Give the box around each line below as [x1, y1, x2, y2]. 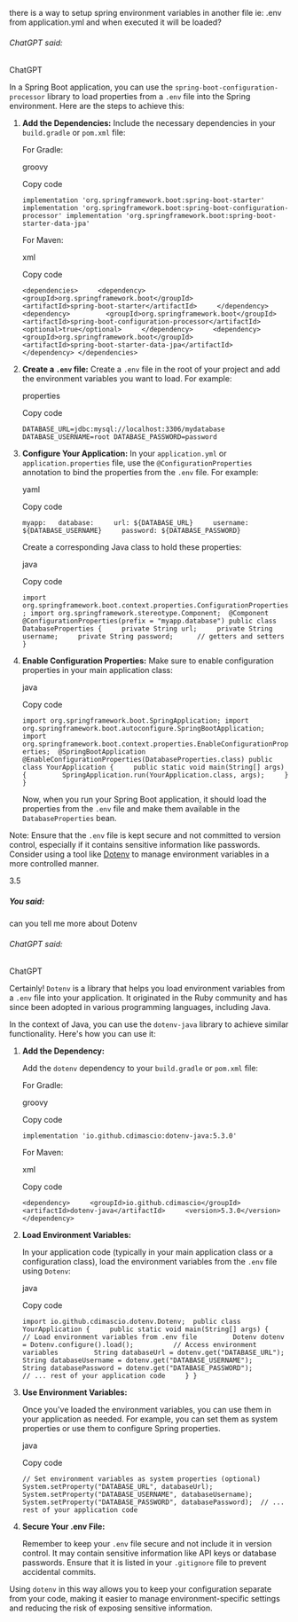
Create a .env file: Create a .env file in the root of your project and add [21, 364, 281, 375]
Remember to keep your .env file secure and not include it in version [21, 1539, 272, 1549]
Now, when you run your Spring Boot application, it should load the [21, 794, 267, 805]
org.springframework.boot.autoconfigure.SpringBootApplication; [21, 725, 265, 733]
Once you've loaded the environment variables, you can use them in [21, 1405, 272, 1415]
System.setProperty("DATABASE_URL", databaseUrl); [21, 1483, 214, 1492]
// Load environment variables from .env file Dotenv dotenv [21, 1333, 286, 1342]
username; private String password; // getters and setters [21, 632, 286, 641]
